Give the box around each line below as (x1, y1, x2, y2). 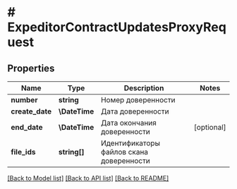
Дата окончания (101, 118, 157, 128)
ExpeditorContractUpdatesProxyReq (7, 19, 227, 35)
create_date (11, 106, 51, 116)
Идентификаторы (101, 138, 161, 148)
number (11, 95, 38, 104)
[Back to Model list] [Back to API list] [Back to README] (7, 174, 169, 182)
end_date (11, 123, 44, 132)
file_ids (11, 147, 36, 157)
